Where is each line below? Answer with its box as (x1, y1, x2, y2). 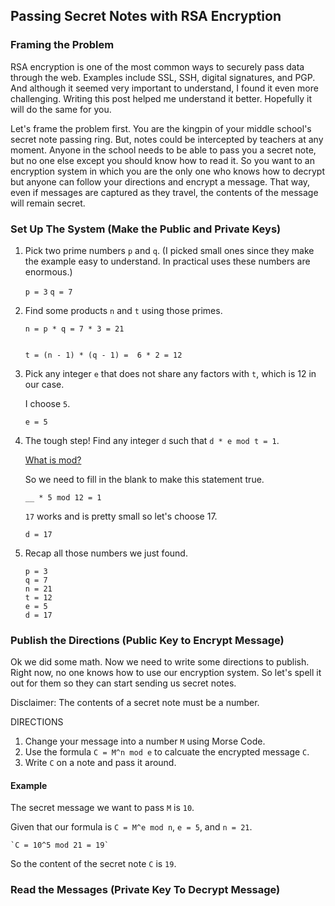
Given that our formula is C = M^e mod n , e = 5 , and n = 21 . (10, 821, 253, 833)
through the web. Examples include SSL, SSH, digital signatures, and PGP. (10, 71, 316, 83)
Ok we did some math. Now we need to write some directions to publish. (10, 656, 310, 668)
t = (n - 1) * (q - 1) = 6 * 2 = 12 (24, 350, 183, 360)
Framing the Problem (10, 38, 115, 52)
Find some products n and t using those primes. (24, 304, 223, 316)
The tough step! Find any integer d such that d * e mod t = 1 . (24, 434, 280, 446)
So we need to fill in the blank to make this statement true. (24, 473, 265, 485)
